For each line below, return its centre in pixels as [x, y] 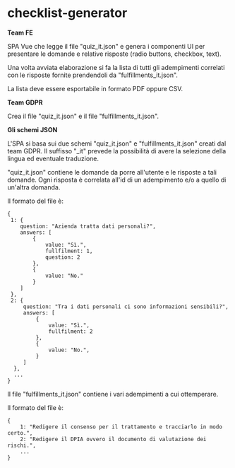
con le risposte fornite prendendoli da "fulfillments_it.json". [93, 75]
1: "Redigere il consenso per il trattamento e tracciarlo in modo [121, 427]
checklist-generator [67, 13]
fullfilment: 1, [69, 251]
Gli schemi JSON [32, 129]
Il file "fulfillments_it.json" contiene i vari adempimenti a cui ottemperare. [113, 394]
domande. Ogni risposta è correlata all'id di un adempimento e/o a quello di [117, 180]
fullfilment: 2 [71, 331]
